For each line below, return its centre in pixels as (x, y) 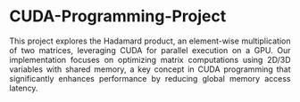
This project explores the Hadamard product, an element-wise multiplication (150, 41)
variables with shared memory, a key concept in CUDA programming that (150, 69)
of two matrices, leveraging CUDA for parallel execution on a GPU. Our (150, 50)
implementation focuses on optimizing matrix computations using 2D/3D (150, 59)
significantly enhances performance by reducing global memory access (150, 78)
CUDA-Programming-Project (118, 16)
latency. (24, 88)
